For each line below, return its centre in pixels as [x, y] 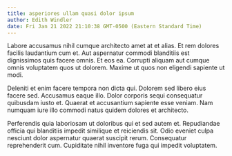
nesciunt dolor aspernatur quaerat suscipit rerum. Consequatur [97, 138]
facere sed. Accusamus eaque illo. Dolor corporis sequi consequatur [105, 96]
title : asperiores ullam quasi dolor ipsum [71, 13]
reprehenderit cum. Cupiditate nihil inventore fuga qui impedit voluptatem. [112, 146]
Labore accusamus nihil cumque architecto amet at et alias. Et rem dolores [113, 46]
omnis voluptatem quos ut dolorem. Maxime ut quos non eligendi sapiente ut [116, 68]
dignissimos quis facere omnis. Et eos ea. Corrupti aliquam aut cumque [108, 60]
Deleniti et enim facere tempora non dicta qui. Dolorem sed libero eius [107, 88]
